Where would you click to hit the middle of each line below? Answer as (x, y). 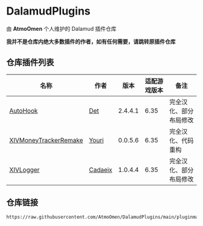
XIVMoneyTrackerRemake (46, 140)
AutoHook (24, 110)
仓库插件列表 (30, 63)
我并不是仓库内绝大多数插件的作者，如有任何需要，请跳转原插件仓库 (91, 41)
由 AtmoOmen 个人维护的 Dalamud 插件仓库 (61, 28)
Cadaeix (101, 170)
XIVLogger (24, 170)
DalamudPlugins (48, 11)
